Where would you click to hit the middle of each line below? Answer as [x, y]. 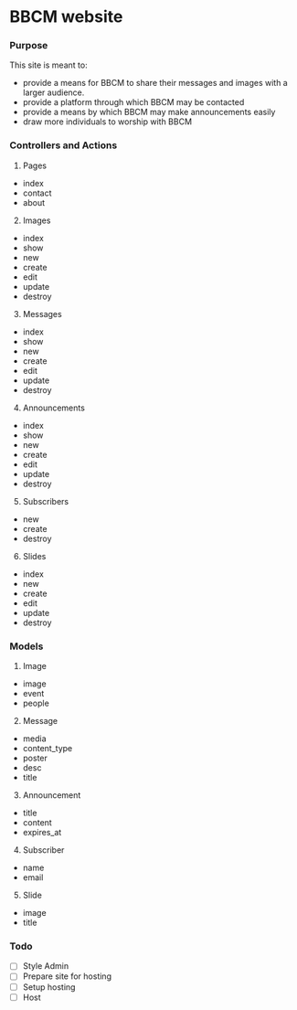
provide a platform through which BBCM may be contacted [133, 102]
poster [35, 758]
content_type [48, 749]
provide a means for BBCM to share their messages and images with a [155, 83]
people [36, 703]
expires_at [42, 833]
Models [27, 646]
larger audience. [53, 92]
